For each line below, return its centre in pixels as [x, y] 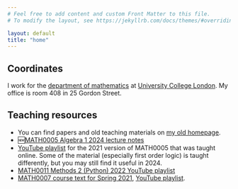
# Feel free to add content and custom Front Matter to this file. [109, 14]
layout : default [31, 33]
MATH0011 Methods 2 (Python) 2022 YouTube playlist [96, 170]
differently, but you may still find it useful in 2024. [90, 163]
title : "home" [28, 40]
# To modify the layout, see [50, 21]
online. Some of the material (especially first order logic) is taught [113, 155]
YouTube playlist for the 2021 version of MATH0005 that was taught [117, 148]
